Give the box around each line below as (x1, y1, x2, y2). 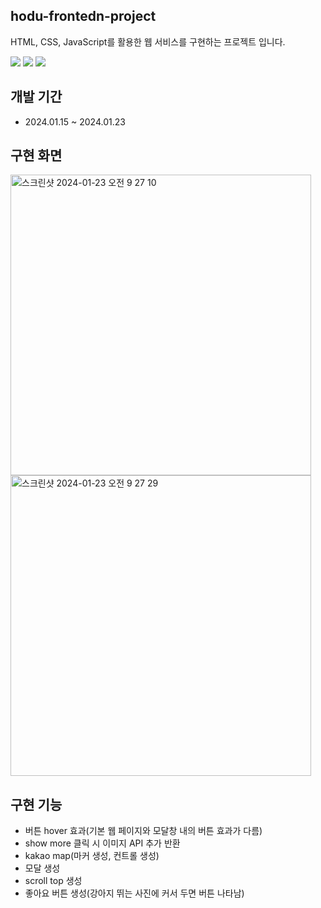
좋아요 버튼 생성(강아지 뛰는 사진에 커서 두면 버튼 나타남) (24, 887, 245, 899)
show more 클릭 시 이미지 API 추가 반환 (24, 837, 181, 849)
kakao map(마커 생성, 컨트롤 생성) (24, 850, 160, 862)
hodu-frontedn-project (10, 8, 157, 25)
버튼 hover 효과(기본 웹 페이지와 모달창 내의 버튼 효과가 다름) (24, 825, 263, 837)
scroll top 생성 (24, 875, 83, 887)
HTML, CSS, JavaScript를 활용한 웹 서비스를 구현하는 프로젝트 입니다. (10, 35, 286, 48)
